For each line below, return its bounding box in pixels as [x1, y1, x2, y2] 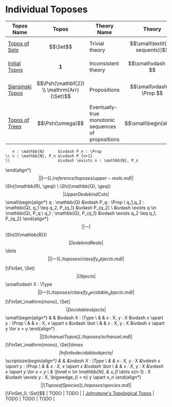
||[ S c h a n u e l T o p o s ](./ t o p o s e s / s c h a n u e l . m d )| [39, 333, 133, 340]
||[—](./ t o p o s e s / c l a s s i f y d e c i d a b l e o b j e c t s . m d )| [37, 289, 135, 296]
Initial [8, 60, 21, 67]
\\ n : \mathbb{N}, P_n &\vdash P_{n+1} [5, 153, 93, 158]
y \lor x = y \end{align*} [5, 325, 55, 331]
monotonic [89, 116, 115, 123]
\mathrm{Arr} [47, 86, 79, 93]
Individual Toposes [5, 4, 88, 15]
